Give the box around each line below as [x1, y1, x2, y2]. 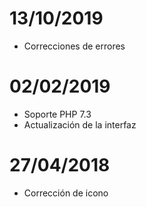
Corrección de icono [23, 187, 109, 199]
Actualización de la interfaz [23, 118, 137, 131]
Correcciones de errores [23, 40, 126, 52]
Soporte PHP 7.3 [23, 108, 92, 120]
